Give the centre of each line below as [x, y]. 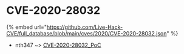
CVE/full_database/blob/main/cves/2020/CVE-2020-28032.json [87, 33]
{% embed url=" [27, 27]
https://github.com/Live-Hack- [85, 27]
